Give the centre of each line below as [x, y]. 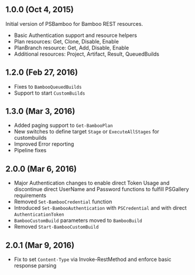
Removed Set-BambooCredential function [63, 202]
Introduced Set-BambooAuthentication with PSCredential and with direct [100, 208]
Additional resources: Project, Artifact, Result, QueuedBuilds [86, 54]
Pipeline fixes [30, 150]
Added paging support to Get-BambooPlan [63, 125]
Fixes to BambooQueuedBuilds [48, 86]
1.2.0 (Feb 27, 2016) [42, 73]
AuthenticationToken [39, 215]
